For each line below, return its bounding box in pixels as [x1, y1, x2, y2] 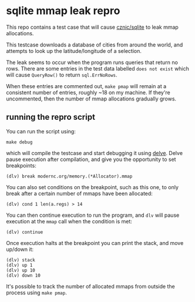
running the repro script [6, 112, 96, 122]
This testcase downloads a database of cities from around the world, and [6, 41, 183, 48]
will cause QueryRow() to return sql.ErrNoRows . [6, 71, 117, 78]
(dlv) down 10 [6, 272, 41, 278]
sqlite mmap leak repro [6, 4, 120, 18]
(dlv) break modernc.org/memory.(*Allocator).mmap [6, 173, 133, 179]
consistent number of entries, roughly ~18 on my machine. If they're [6, 89, 170, 96]
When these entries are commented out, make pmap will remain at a [6, 82, 167, 89]
